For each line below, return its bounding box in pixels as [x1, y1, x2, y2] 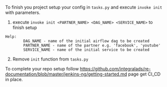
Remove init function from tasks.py [12, 56, 89, 62]
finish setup [12, 24, 37, 30]
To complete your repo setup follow [5, 66, 79, 71]
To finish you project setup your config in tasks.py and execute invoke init [5, 4, 162, 10]
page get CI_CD [128, 71, 161, 77]
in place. [5, 76, 23, 82]
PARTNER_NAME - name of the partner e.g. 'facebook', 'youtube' [23, 43, 161, 48]
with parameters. [5, 9, 41, 15]
